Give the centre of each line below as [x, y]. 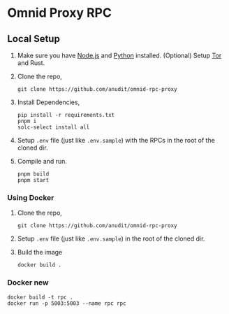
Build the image [40, 252]
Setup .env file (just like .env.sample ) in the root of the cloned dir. [111, 238]
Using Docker [31, 197]
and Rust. [31, 63]
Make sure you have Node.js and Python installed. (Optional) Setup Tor [119, 55]
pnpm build [33, 174]
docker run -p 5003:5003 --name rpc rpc [67, 303]
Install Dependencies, [49, 102]
